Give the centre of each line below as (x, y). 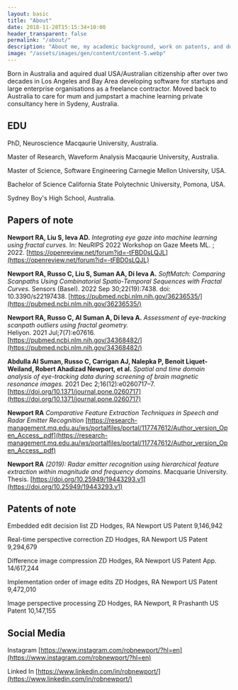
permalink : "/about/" (39, 40)
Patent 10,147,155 (32, 611)
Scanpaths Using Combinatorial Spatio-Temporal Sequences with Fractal (114, 281)
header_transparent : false (47, 34)
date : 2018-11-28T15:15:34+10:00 (57, 27)
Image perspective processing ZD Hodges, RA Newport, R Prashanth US (113, 604)
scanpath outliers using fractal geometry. (68, 325)
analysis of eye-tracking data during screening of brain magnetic (103, 376)
